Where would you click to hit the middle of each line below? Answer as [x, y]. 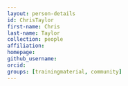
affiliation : [26, 46]
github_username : [32, 59]
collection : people [35, 40]
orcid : [17, 65]
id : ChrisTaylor [30, 20]
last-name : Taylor [34, 33]
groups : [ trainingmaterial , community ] [65, 71]
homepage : [21, 53]
